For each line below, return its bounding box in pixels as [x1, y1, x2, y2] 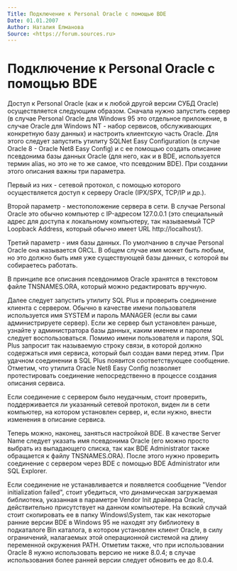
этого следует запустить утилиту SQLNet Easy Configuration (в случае [7, 137, 220, 145]
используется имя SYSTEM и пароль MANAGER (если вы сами [7, 311, 197, 320]
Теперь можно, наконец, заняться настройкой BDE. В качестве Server [7, 429, 221, 438]
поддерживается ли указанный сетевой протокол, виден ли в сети [7, 400, 210, 409]
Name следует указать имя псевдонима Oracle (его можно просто [7, 437, 209, 445]
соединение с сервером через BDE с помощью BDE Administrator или [7, 459, 220, 468]
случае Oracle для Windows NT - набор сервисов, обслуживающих [7, 122, 212, 131]
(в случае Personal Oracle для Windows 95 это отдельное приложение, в [7, 114, 228, 123]
